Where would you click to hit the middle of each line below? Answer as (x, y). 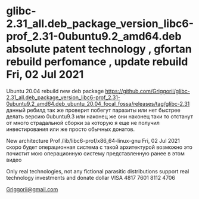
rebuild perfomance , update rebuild (97, 62)
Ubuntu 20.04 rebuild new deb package (55, 91)
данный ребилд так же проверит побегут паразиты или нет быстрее (93, 110)
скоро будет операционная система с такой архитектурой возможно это (99, 147)
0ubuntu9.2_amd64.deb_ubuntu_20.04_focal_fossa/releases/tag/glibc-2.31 (98, 103)
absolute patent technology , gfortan (99, 49)
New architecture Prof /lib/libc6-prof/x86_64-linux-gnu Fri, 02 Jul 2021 (93, 140)
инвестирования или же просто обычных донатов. (71, 129)
